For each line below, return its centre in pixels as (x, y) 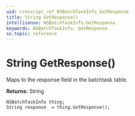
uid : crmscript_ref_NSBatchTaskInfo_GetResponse (67, 12)
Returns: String (25, 91)
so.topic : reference (32, 34)
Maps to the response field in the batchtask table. (67, 80)
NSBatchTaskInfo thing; (36, 102)
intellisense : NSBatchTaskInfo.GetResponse (61, 23)
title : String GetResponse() (42, 17)
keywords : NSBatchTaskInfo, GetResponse (57, 28)
